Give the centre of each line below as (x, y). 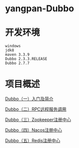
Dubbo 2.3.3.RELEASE (26, 59)
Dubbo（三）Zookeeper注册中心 (38, 120)
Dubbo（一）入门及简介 (29, 99)
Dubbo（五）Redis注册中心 (33, 141)
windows (13, 46)
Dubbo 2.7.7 (17, 63)
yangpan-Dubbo (39, 9)
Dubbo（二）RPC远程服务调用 (36, 109)
